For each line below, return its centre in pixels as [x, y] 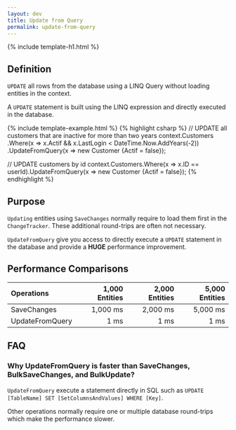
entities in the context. [39, 94]
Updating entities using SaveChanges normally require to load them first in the [117, 218]
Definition [29, 69]
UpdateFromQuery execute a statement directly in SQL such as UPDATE [106, 390]
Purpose [26, 201]
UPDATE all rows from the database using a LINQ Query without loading [109, 86]
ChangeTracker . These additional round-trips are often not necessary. [107, 226]
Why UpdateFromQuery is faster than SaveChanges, [99, 366]
